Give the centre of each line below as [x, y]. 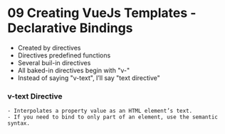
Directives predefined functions [64, 55]
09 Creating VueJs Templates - [102, 13]
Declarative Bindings [70, 28]
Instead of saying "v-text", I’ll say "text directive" [89, 78]
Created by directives [49, 48]
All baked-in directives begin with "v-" [74, 70]
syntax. [19, 123]
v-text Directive [35, 96]
